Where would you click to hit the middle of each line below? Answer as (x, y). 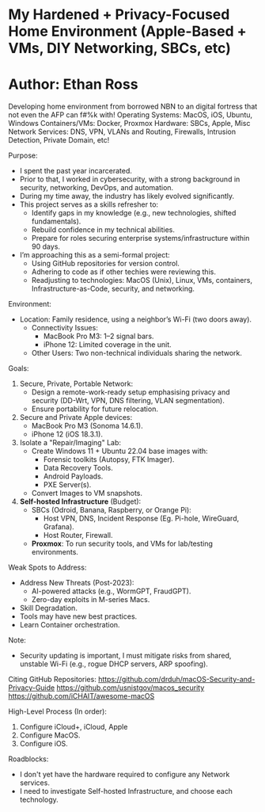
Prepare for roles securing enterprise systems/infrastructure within (140, 238)
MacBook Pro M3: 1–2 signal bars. (98, 336)
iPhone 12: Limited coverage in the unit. (107, 345)
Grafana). (59, 527)
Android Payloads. (73, 476)
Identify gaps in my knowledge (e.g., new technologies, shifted (134, 213)
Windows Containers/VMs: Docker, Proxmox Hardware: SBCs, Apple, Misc (129, 124)
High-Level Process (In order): (57, 711)
